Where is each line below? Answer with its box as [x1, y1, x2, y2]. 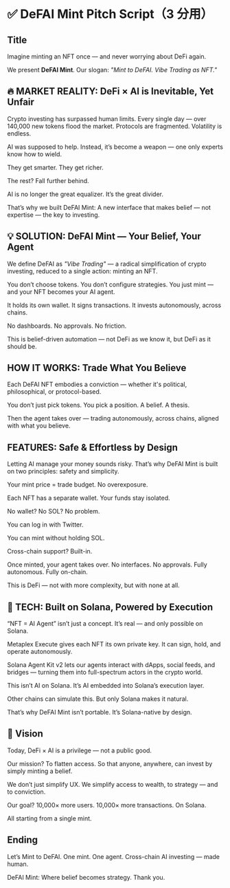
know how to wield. [7, 149, 62, 158]
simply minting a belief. [7, 767, 73, 775]
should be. [7, 342, 38, 350]
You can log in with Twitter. [7, 520, 84, 529]
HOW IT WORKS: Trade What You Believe [7, 362, 187, 374]
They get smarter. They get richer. [7, 163, 104, 171]
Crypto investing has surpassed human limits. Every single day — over [7, 114, 207, 123]
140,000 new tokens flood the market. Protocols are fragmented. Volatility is [7, 122, 222, 130]
